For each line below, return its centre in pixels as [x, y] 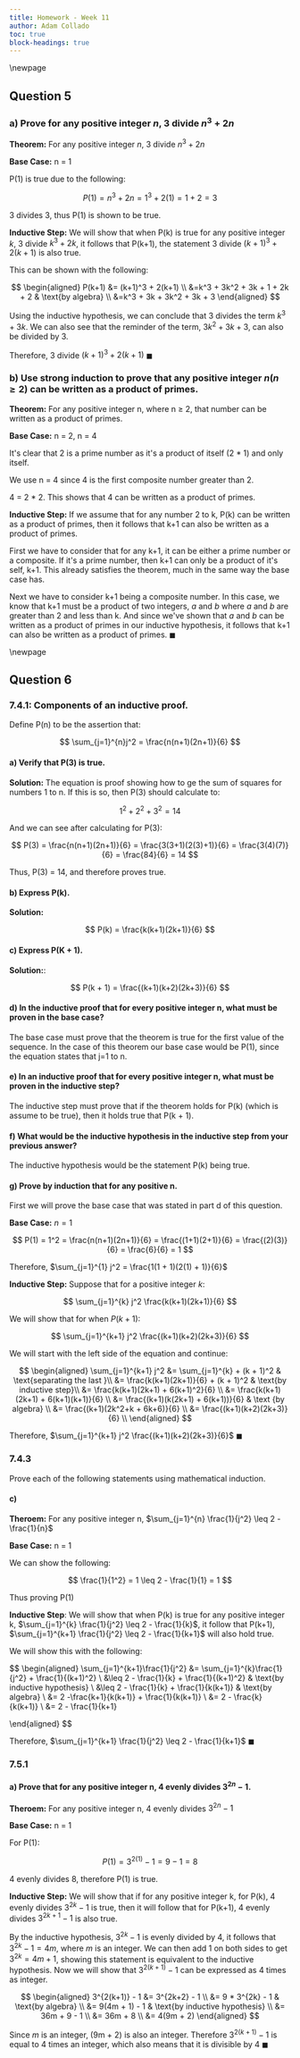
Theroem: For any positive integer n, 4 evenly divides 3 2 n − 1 [121, 1808]
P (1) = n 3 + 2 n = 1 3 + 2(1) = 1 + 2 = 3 [150, 197]
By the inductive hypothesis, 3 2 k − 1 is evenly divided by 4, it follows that [143, 1936]
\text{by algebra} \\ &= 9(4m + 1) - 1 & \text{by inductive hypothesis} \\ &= [150, 2006]
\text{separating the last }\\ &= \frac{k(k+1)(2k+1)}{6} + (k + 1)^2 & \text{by [150, 1381]
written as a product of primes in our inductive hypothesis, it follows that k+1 [150, 625]
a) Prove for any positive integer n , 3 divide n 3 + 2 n [122, 122]
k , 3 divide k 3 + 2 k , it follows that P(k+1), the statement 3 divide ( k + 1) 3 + [143, 242]
